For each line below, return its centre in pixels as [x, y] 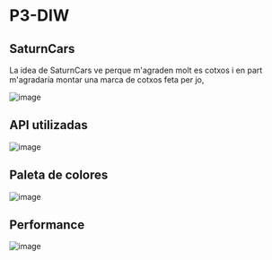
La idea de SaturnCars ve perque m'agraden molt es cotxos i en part [136, 70]
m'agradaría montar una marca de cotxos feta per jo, [107, 80]
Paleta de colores [59, 175]
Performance [47, 225]
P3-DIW [39, 16]
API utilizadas [48, 125]
